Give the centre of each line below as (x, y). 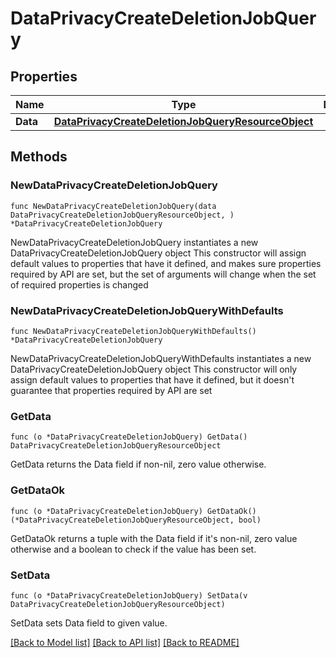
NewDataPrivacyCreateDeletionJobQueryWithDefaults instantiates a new (161, 358)
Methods (39, 157)
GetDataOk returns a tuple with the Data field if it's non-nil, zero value (154, 538)
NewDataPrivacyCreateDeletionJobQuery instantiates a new (134, 242)
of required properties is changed (79, 284)
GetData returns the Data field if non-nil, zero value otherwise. (138, 464)
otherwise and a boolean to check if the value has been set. (133, 549)
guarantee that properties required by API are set (111, 390)
